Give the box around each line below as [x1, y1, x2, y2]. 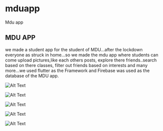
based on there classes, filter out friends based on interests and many [5, 62, 148, 68]
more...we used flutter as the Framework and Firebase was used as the [5, 67, 150, 73]
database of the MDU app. [5, 72, 59, 79]
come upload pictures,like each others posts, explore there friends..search [5, 57, 157, 63]
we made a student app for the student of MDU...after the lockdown [5, 46, 143, 52]
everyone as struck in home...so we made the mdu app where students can [5, 52, 159, 58]
